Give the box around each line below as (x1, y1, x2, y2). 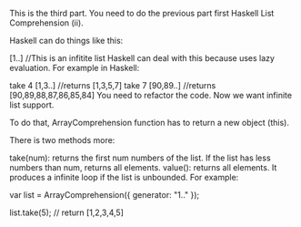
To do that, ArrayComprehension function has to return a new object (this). (9, 118, 289, 128)
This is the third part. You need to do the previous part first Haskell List (9, 8, 275, 18)
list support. (9, 99, 55, 110)
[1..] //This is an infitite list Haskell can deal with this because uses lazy (9, 53, 276, 63)
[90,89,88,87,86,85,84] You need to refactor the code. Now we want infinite (9, 90, 293, 100)
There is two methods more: (9, 135, 115, 145)
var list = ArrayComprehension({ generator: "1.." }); (9, 190, 200, 200)
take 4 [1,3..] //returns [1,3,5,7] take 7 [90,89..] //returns (9, 80, 216, 90)
